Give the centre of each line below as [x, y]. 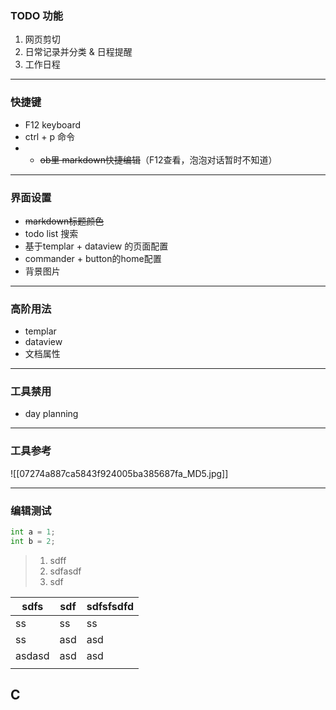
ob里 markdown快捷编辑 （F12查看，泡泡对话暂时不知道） [158, 159]
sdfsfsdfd [110, 606]
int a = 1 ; [33, 532]
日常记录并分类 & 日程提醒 [78, 52]
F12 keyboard [53, 124]
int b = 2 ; [33, 541]
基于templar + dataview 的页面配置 [96, 246]
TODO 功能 [37, 15]
